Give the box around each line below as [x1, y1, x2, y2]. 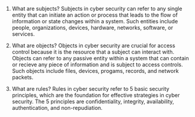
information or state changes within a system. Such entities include [11, 18, 178, 24]
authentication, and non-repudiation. [11, 104, 103, 111]
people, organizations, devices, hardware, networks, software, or [11, 24, 173, 31]
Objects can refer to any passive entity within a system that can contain [11, 55, 189, 61]
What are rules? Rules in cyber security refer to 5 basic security [11, 85, 170, 92]
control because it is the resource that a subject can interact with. [11, 48, 175, 56]
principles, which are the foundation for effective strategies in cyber [11, 92, 180, 98]
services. [11, 30, 35, 38]
